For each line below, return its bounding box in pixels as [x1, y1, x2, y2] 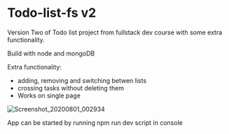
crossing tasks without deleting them [17, 83, 125, 92]
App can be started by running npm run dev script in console [7, 118, 183, 127]
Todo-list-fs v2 [7, 5, 97, 21]
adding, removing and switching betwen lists [17, 76, 147, 85]
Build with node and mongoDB [7, 49, 95, 58]
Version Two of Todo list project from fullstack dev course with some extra [7, 28, 223, 36]
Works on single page [17, 91, 81, 100]
